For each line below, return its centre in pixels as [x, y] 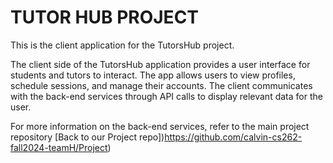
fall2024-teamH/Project [59, 147]
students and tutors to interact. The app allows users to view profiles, [153, 75]
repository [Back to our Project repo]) [87, 137]
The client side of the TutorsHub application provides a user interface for [160, 64]
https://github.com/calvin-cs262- [233, 137]
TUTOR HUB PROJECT [105, 17]
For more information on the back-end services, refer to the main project [160, 126]
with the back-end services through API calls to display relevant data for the [166, 96]
